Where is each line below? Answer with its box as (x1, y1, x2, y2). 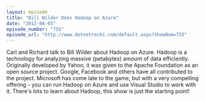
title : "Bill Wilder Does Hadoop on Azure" (6, 15, 119, 21)
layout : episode (6, 9, 48, 15)
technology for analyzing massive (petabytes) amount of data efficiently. (6, 55, 190, 62)
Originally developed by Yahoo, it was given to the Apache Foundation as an (6, 62, 198, 69)
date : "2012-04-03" (6, 20, 56, 26)
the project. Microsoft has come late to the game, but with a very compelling (6, 75, 199, 82)
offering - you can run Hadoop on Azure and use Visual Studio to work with (6, 81, 196, 89)
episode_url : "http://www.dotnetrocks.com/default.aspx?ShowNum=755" (6, 32, 188, 38)
